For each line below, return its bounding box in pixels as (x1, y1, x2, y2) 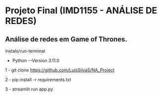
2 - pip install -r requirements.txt (5, 77, 72, 82)
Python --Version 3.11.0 (12, 58, 60, 64)
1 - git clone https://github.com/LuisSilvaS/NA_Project (5, 67, 115, 73)
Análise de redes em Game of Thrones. (5, 35, 127, 43)
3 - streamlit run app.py (5, 86, 53, 92)
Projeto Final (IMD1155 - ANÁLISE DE (5, 5, 158, 16)
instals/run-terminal (5, 48, 45, 54)
